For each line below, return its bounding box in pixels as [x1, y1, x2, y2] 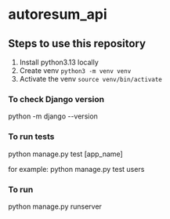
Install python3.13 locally [19, 57, 99, 67]
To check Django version [8, 93, 105, 104]
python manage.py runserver [8, 202, 102, 211]
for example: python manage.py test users [8, 164, 145, 173]
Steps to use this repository [8, 37, 146, 50]
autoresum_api [8, 5, 107, 24]
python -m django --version [8, 111, 98, 121]
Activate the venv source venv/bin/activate [19, 75, 163, 83]
